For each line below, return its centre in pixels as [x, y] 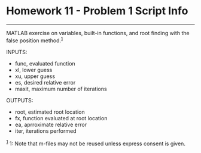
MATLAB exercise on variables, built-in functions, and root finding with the [98, 33]
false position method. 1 [35, 40]
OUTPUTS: [20, 100]
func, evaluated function [45, 63]
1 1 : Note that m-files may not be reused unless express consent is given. [96, 143]
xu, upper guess [35, 76]
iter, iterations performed [45, 131]
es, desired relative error [45, 82]
